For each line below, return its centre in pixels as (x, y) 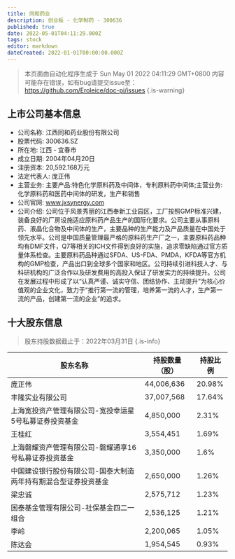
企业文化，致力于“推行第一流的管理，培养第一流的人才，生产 (123, 290)
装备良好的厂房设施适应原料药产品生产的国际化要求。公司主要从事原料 (119, 220)
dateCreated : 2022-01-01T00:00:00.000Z (65, 53)
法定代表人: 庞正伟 (44, 176)
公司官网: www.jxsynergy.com (61, 202)
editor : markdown (33, 46)
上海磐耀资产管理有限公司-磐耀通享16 (74, 447)
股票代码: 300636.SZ (48, 141)
